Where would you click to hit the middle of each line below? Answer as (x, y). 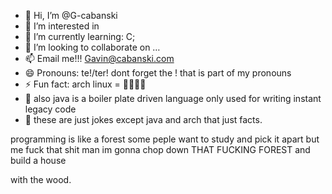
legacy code (50, 109)
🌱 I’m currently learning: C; (80, 36)
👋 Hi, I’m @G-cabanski (71, 15)
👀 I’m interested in (62, 26)
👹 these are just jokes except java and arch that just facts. (143, 119)
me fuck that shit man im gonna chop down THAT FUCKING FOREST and (160, 149)
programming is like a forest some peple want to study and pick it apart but (165, 139)
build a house (38, 160)
